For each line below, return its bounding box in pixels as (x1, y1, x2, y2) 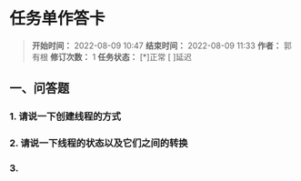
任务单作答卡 (9, 8, 106, 29)
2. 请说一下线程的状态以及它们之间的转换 (9, 137, 188, 150)
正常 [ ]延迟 (149, 51, 193, 62)
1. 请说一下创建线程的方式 (9, 110, 121, 123)
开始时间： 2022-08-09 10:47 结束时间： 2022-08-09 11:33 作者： (31, 40, 282, 51)
